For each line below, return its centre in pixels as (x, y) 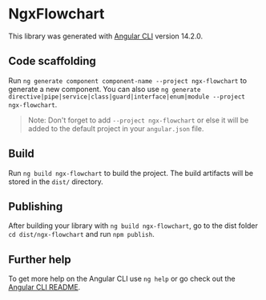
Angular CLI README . (44, 287)
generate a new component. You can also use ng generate (105, 89)
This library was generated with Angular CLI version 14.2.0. (106, 36)
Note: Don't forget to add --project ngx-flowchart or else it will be (138, 120)
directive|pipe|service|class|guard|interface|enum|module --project (127, 97)
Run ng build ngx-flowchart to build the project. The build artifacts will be (131, 173)
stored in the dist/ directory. (56, 182)
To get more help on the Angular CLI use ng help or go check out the (122, 279)
